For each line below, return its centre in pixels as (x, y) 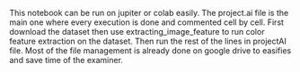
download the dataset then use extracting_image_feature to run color (137, 32)
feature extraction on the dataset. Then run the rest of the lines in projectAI (148, 41)
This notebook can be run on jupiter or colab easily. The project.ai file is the (149, 13)
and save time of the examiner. (66, 60)
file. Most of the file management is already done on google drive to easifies (150, 51)
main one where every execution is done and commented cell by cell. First (147, 22)
